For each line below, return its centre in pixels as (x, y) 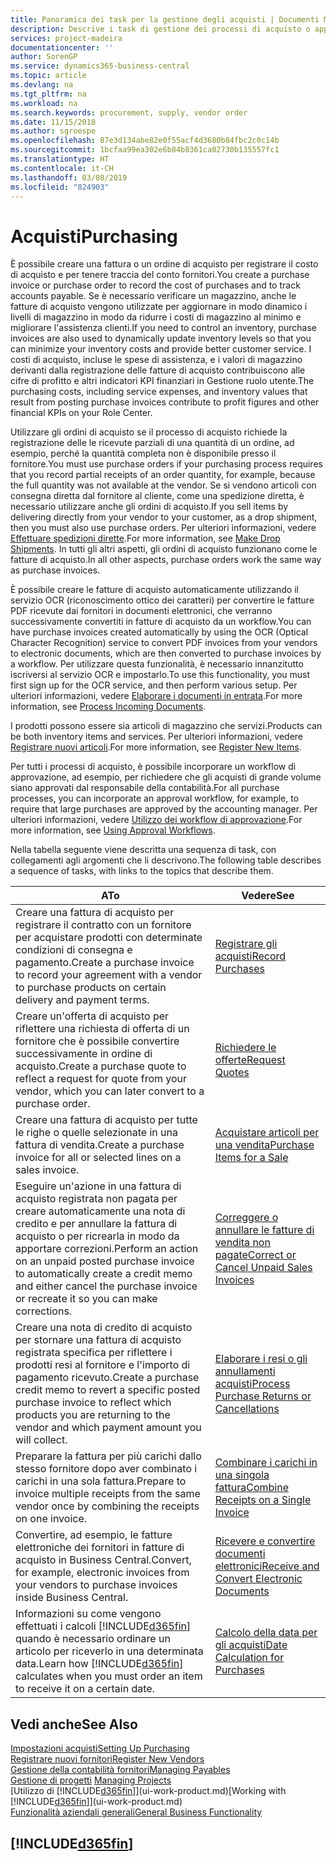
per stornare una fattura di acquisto (98, 1340)
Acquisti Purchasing (94, 236)
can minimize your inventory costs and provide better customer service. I (161, 349)
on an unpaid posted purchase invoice (105, 1261)
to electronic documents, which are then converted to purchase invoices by (166, 653)
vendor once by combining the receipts (107, 1506)
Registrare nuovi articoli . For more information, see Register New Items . (156, 747)
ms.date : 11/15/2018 (53, 122)
